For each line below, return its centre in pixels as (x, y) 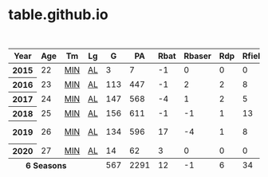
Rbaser (198, 56)
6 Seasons (46, 165)
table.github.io (59, 15)
